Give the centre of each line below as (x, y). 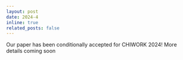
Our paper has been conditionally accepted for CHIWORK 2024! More (91, 45)
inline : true (22, 22)
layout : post (22, 11)
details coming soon (31, 51)
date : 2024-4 (22, 17)
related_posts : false (33, 28)
